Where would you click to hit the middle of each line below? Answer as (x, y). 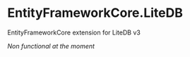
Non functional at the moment (51, 46)
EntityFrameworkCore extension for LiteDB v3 (74, 32)
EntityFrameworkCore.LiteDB (95, 13)
